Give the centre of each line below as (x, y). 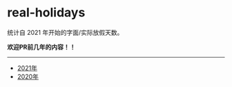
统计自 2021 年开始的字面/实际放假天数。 (65, 32)
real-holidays (46, 13)
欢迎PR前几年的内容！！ (41, 47)
